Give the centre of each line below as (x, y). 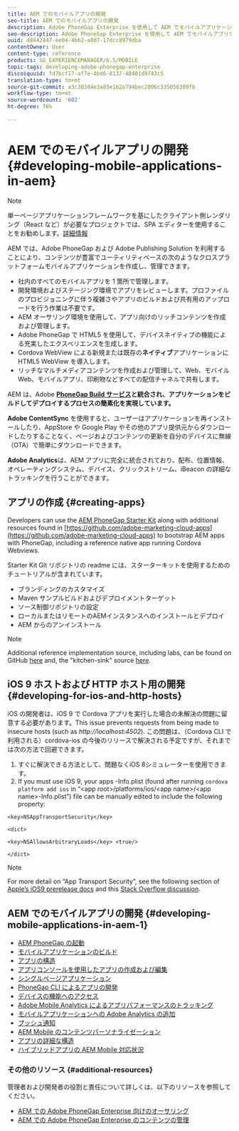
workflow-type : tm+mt (39, 93)
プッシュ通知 (36, 1023)
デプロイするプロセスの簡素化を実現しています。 (103, 403)
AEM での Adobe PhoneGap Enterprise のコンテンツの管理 (103, 1120)
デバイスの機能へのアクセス (58, 996)
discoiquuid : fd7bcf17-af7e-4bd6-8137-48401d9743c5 (85, 73)
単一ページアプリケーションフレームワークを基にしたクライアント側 (107, 215)
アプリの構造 (36, 961)
